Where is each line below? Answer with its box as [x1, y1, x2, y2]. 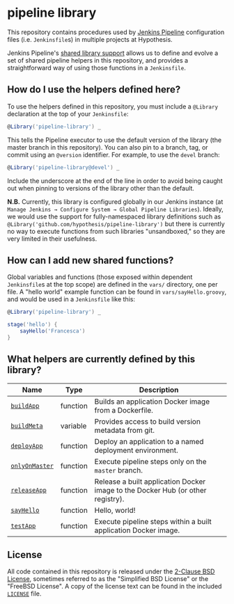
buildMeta [10, 422, 43, 429]
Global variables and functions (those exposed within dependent [7, 273, 193, 281]
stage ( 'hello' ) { [7, 321, 58, 328]
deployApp [10, 442, 43, 450]
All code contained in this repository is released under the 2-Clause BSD [7, 567, 215, 575]
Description [139, 385, 179, 395]
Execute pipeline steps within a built [94, 516, 212, 526]
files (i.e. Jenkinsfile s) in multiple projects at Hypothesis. [7, 35, 173, 43]
